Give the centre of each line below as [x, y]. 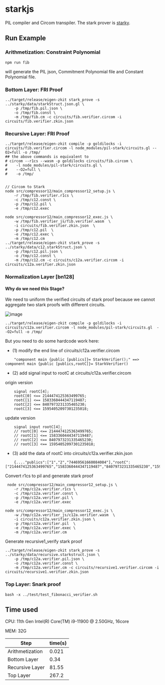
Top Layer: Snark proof [33, 585]
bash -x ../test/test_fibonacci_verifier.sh [51, 594]
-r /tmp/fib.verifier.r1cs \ [44, 196]
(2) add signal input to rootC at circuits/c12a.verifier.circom [72, 373]
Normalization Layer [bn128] [40, 277]
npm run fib [17, 63]
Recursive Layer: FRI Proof [37, 133]
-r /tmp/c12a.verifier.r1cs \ [45, 489]
